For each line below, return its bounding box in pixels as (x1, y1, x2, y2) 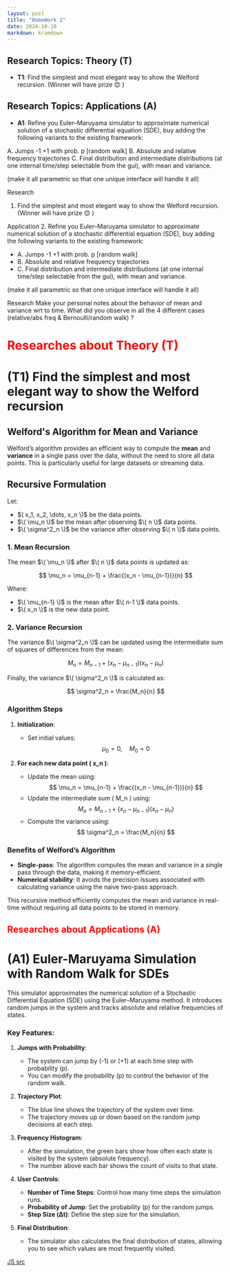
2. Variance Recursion (7, 623, 83, 632)
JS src (7, 1258, 25, 1266)
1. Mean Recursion (7, 542, 70, 552)
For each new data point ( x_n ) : (17, 759, 109, 767)
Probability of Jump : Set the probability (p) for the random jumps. (27, 1203, 216, 1211)
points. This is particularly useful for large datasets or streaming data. (7, 459, 205, 467)
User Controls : (17, 1175, 60, 1183)
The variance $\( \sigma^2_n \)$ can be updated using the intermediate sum (7, 638, 224, 647)
